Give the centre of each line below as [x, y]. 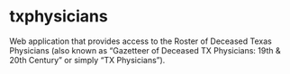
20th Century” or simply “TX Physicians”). [87, 60]
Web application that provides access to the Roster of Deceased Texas [140, 41]
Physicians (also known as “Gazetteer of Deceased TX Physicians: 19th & [145, 50]
